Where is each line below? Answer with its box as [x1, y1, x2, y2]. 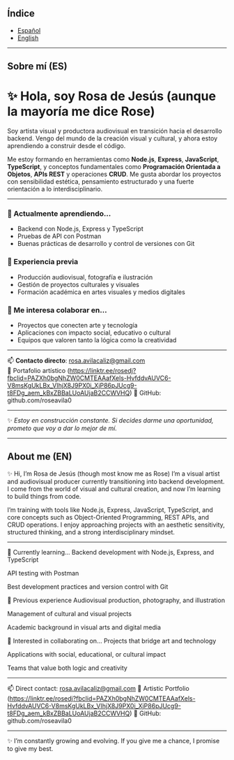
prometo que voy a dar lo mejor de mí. [7, 424, 117, 432]
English [17, 34, 39, 42]
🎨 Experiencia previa [7, 257, 79, 267]
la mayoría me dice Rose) [7, 103, 155, 119]
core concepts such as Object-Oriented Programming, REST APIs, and [7, 513, 209, 521]
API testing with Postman [7, 569, 79, 577]
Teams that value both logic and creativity [7, 664, 127, 672]
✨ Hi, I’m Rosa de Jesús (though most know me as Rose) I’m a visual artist [7, 469, 220, 478]
